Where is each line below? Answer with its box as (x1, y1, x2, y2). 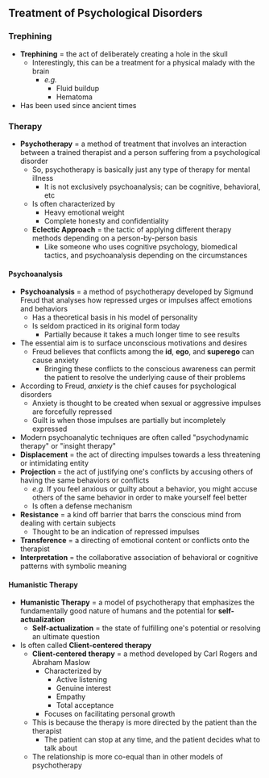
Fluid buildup (56, 83, 100, 93)
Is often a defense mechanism (31, 501, 133, 511)
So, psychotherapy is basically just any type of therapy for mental (31, 165, 250, 174)
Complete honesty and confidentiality (43, 215, 169, 225)
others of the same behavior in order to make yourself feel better (31, 492, 247, 503)
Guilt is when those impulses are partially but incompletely (31, 416, 226, 425)
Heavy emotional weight (43, 207, 125, 217)
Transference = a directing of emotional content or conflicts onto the (19, 536, 250, 546)
